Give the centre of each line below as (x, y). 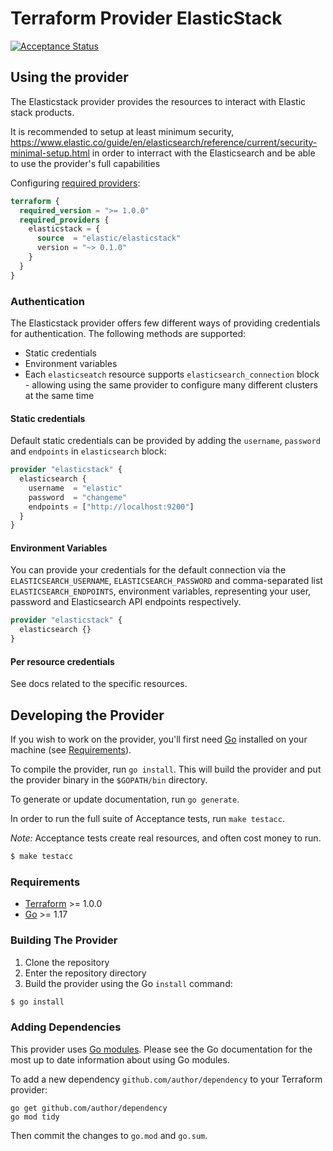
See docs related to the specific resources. (99, 684)
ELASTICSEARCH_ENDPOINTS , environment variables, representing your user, (161, 591)
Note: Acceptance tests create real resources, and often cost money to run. (166, 838)
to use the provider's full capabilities (85, 163)
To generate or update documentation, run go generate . (125, 799)
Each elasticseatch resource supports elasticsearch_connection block (172, 374)
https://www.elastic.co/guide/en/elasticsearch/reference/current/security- (164, 142)
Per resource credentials (62, 661)
